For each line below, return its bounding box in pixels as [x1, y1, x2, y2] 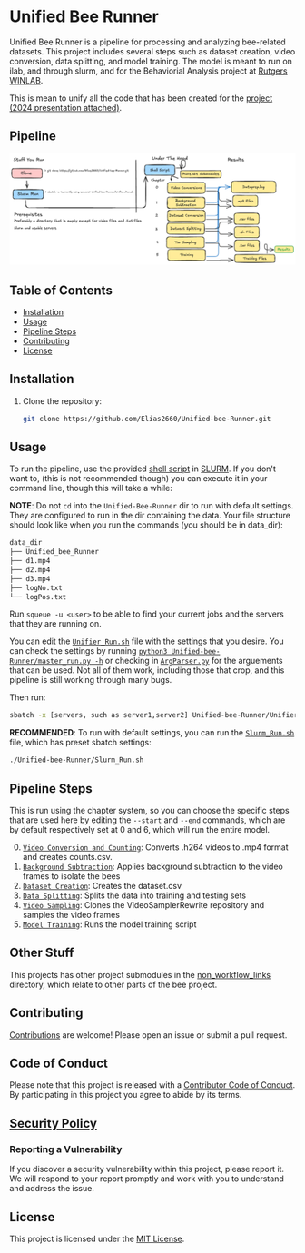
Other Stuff [9, 945, 74, 961]
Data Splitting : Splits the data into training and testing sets [22, 890, 247, 901]
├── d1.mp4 [9, 557, 51, 566]
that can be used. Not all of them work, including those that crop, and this [9, 665, 285, 676]
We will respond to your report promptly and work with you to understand [9, 1173, 284, 1184]
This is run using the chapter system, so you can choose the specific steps [9, 805, 290, 815]
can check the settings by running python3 [9, 646, 168, 656]
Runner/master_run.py [9, 656, 92, 666]
